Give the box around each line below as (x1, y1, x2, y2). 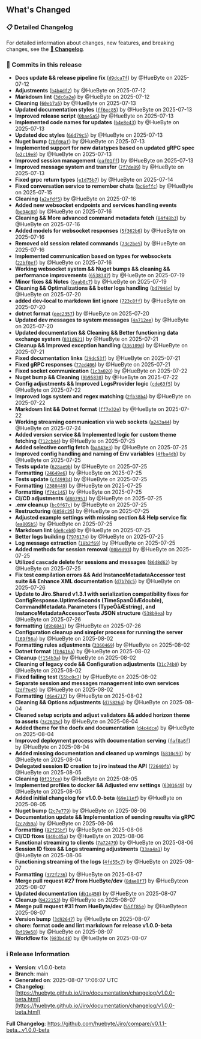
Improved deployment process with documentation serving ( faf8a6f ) (14, 737, 191, 744)
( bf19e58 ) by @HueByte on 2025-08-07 (14, 928, 113, 935)
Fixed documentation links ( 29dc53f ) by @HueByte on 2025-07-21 (14, 354, 181, 362)
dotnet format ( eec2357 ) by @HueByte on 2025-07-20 (14, 310, 150, 317)
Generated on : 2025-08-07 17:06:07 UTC (14, 977, 118, 984)
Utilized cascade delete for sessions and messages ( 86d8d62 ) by (14, 558, 178, 566)
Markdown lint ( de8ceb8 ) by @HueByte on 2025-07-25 (14, 526, 151, 533)
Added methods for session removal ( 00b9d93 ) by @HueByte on (14, 545, 175, 552)
